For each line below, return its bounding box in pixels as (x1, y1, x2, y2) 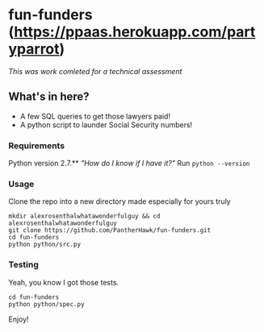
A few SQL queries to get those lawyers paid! (19, 111, 171, 121)
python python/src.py (8, 240, 82, 249)
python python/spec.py (8, 300, 85, 308)
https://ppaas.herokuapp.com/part (14, 23, 256, 41)
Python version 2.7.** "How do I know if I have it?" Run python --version (8, 159, 250, 168)
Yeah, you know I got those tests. (8, 277, 119, 287)
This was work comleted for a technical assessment (8, 66, 182, 76)
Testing (8, 259, 39, 271)
